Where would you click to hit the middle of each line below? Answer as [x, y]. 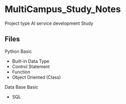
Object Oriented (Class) [36, 77]
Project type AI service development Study [49, 23]
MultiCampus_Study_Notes [63, 9]
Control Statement [31, 66]
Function [21, 72]
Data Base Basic [22, 87]
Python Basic [18, 51]
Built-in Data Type [31, 61]
